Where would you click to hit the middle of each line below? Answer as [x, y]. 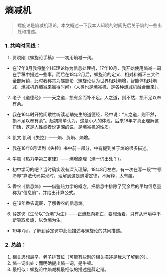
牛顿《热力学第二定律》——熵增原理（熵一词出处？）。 [68, 159]
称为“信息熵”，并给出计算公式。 [45, 193]
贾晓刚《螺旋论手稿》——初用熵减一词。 [54, 58]
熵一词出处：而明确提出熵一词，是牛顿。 [54, 263]
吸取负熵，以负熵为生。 [41, 220]
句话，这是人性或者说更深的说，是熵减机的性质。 [63, 127]
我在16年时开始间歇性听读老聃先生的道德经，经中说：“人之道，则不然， [86, 114]
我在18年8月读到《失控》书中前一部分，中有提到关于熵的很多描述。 [82, 148]
